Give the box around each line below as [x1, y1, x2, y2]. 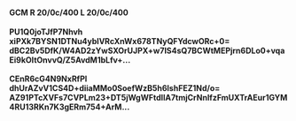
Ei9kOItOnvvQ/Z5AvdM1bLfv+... [9, 55, 131, 65]
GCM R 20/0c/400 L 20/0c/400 [9, 7, 129, 18]
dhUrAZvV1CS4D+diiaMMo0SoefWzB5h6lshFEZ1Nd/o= [9, 83, 221, 94]
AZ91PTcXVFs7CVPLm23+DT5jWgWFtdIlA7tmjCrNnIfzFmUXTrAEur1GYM [9, 93, 288, 103]
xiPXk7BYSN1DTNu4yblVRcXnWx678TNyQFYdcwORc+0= [9, 36, 230, 47]
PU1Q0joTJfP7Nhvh [9, 26, 83, 37]
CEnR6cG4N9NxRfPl [9, 73, 88, 84]
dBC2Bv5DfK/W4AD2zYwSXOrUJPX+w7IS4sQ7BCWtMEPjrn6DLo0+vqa [9, 45, 285, 57]
